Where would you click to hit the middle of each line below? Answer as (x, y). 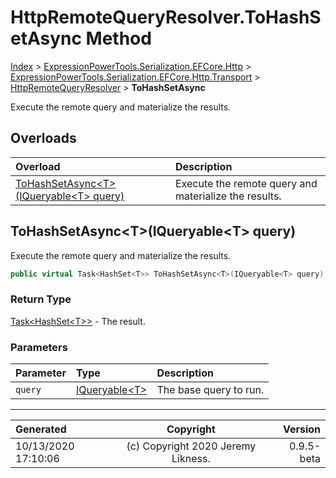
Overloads (43, 138)
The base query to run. (210, 390)
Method (118, 38)
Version (301, 429)
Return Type (41, 299)
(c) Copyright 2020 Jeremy (191, 446)
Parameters (39, 347)
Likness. (191, 459)
